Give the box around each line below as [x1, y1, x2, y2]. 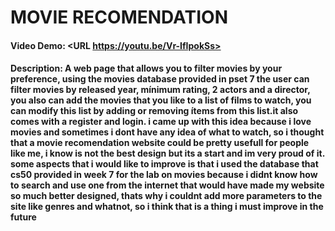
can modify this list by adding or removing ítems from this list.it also [10, 105, 299, 117]
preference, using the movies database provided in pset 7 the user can [10, 73, 310, 85]
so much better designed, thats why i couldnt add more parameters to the [10, 190, 323, 202]
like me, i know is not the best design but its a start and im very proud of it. [10, 147, 325, 160]
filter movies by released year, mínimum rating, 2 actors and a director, [10, 84, 311, 96]
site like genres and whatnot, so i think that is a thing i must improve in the [10, 201, 324, 213]
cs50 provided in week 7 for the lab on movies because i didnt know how [10, 169, 318, 181]
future [10, 211, 37, 223]
